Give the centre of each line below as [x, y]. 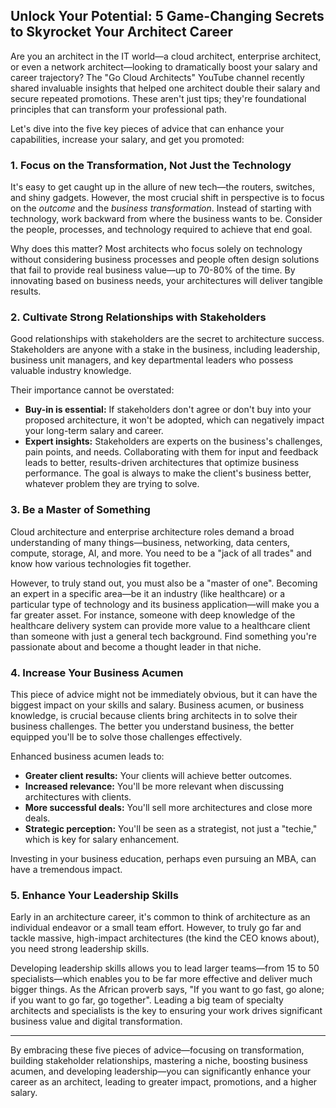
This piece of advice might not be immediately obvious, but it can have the [164, 694]
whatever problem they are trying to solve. [112, 484]
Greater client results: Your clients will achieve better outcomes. [158, 775]
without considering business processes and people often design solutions [165, 260]
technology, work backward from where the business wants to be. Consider [166, 219]
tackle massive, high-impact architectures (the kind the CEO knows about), [165, 938]
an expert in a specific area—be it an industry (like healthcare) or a [148, 593]
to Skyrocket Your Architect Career [121, 32]
